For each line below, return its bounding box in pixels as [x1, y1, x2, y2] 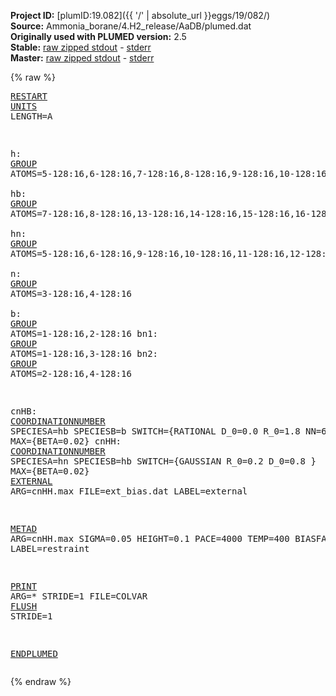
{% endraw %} [10, 676, 72, 687]
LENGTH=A [10, 111, 53, 122]
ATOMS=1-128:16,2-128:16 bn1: [10, 328, 159, 339]
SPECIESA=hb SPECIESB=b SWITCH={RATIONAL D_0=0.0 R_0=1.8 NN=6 [10, 426, 327, 437]
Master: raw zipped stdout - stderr [10, 52, 155, 64]
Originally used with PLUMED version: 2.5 [10, 31, 187, 42]
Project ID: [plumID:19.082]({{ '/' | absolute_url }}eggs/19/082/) [10, 10, 271, 21]
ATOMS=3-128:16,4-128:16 [10, 288, 132, 299]
